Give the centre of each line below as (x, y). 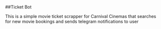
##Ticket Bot (18, 7)
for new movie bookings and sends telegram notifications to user (72, 22)
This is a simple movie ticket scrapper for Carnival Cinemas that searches (81, 16)
